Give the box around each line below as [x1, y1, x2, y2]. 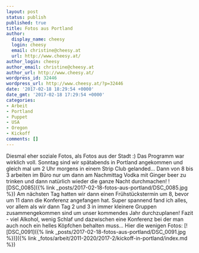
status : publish [6, 14, 46, 20]
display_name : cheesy [11, 36, 65, 42]
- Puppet [6, 114, 28, 120]
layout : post [6, 8, 39, 15]
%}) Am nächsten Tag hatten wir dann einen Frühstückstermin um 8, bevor [6, 190, 189, 197]
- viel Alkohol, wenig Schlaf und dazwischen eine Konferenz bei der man [6, 215, 184, 223]
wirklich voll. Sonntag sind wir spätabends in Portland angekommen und [6, 158, 183, 165]
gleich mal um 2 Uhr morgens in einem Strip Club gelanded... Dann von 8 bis [6, 165, 194, 172]
